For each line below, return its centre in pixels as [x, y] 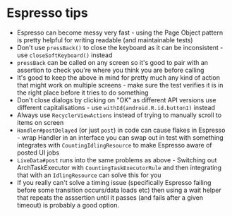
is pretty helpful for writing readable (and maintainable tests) [105, 40]
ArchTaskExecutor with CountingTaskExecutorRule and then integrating [119, 167]
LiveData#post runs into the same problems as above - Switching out [117, 160]
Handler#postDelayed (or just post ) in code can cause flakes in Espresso [121, 130]
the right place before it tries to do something [83, 92]
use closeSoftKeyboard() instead [65, 55]
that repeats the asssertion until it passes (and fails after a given [110, 197]
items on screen [40, 122]
